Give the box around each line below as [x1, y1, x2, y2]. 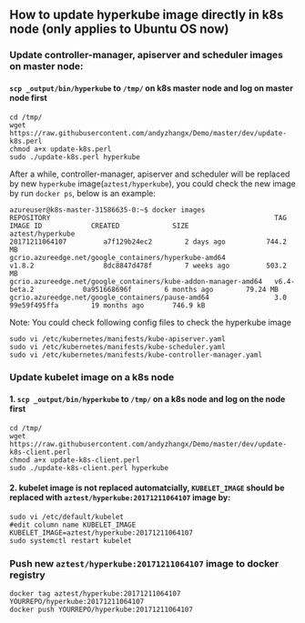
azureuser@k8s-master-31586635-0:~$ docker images [9, 205, 206, 215]
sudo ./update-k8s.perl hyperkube [9, 152, 141, 162]
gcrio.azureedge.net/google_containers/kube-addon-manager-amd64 [9, 276, 262, 286]
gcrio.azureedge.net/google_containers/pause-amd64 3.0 [9, 293, 287, 302]
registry [9, 568, 46, 581]
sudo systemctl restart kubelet [9, 536, 132, 545]
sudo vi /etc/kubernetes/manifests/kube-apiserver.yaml [9, 334, 226, 344]
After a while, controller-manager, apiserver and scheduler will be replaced [9, 168, 290, 179]
